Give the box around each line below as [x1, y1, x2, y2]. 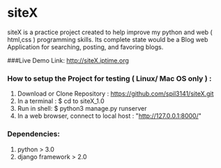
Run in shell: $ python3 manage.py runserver [17, 105, 147, 113]
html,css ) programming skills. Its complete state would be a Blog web [7, 35, 208, 43]
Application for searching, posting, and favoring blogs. [7, 43, 164, 51]
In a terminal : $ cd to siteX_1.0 [17, 97, 105, 105]
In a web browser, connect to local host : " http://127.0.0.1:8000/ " [17, 112, 202, 120]
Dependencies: [7, 129, 61, 139]
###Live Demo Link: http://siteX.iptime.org [7, 56, 129, 64]
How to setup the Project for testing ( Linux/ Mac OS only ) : [7, 73, 212, 83]
